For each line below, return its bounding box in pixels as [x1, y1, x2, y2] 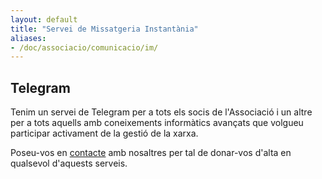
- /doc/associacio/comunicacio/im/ [10, 42, 159, 53]
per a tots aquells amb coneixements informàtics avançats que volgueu [10, 117, 304, 129]
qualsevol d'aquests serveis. [10, 157, 128, 170]
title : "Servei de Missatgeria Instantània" [10, 24, 199, 34]
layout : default [10, 14, 78, 25]
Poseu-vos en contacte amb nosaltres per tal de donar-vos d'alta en [10, 147, 292, 159]
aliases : [10, 33, 47, 43]
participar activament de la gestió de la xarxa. [10, 127, 199, 140]
